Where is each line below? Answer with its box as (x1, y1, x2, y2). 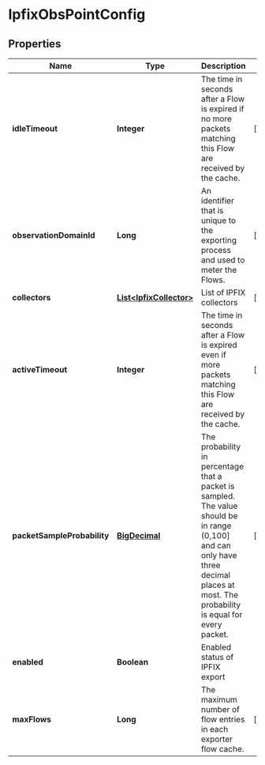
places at (200, 579, 235, 590)
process (200, 245, 231, 255)
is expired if (200, 104, 244, 114)
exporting (200, 235, 237, 246)
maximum (200, 694, 238, 705)
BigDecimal (117, 530, 161, 541)
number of (200, 704, 241, 714)
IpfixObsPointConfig (8, 6, 146, 24)
